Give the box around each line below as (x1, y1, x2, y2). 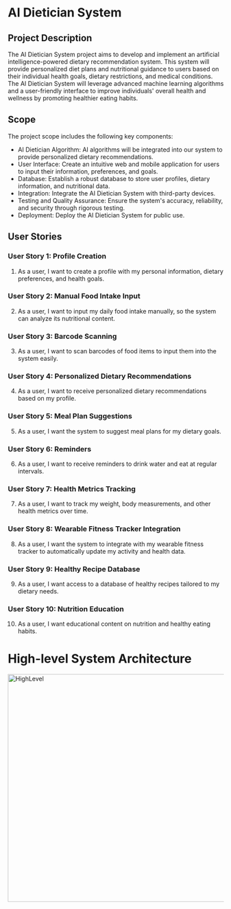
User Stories (8, 231, 62, 243)
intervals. (17, 467, 45, 475)
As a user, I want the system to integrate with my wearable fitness (17, 540, 204, 548)
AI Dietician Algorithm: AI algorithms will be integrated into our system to (17, 145, 223, 154)
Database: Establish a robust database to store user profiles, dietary (17, 174, 210, 182)
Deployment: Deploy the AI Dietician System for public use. (17, 211, 185, 219)
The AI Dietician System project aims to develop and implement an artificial (8, 50, 220, 58)
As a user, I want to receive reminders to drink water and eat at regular (17, 460, 217, 468)
